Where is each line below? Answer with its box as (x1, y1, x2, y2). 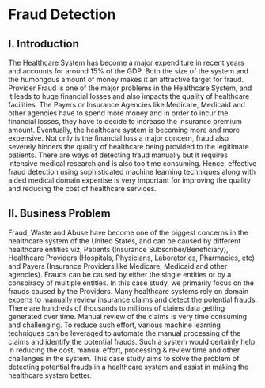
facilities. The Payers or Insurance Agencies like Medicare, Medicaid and (8, 100, 245, 109)
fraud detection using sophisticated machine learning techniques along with (8, 168, 256, 176)
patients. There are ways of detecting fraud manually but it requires (8, 150, 228, 160)
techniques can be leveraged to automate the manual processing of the (8, 328, 241, 337)
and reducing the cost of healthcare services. (8, 184, 157, 193)
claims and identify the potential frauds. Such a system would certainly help (8, 337, 256, 346)
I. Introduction (8, 37, 79, 51)
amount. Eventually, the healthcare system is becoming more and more (8, 125, 240, 134)
